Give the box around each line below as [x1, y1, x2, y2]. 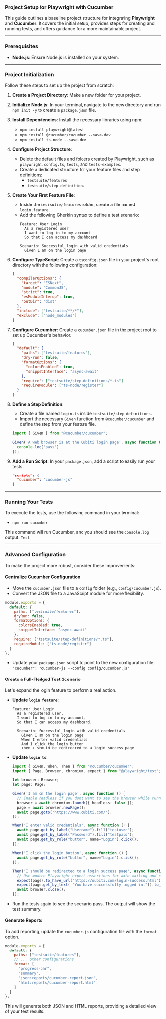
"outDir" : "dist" [21, 299, 57, 304]
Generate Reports [5, 917, 42, 923]
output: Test [5, 534, 30, 540]
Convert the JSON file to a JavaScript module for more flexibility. [12, 590, 144, 596]
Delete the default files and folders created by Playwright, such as [19, 156, 154, 162]
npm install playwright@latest [19, 127, 84, 132]
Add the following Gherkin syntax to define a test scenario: [19, 212, 139, 218]
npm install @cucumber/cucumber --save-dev [19, 132, 111, 137]
